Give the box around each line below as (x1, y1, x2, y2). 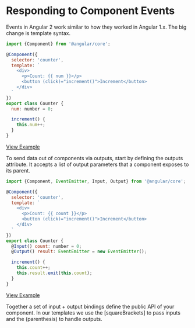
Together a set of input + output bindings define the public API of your (6, 303, 175, 310)
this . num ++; (16, 122, 45, 128)
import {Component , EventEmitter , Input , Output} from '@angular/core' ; (6, 178, 186, 184)
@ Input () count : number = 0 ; (11, 243, 82, 249)
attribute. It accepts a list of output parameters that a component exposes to (6, 161, 189, 168)
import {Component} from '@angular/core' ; (6, 41, 111, 47)
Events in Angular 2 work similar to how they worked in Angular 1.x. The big (6, 23, 187, 30)
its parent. (6, 167, 30, 174)
